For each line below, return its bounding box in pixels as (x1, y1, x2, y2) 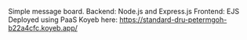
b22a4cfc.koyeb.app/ (8, 24, 78, 32)
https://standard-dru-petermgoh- (118, 15, 227, 24)
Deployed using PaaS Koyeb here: (8, 15, 118, 24)
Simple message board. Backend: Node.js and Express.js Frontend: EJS (8, 7, 240, 16)
